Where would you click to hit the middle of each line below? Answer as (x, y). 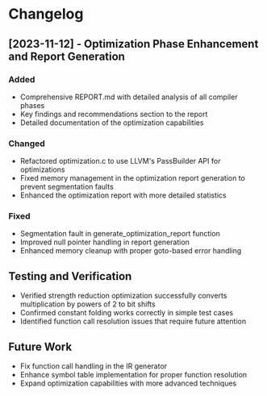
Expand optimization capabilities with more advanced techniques (128, 383)
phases (32, 105)
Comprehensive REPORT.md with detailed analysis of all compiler (129, 97)
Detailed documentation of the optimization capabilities (112, 123)
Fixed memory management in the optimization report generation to (133, 178)
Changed (27, 144)
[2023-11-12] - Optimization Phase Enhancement (133, 44)
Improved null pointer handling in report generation (104, 242)
